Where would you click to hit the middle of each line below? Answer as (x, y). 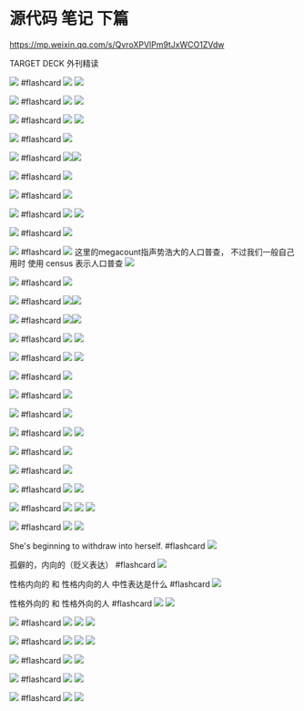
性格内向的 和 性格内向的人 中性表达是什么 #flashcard (110, 583)
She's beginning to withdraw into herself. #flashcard (107, 546)
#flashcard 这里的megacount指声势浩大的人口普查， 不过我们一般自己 (157, 252)
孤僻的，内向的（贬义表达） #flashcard (83, 564)
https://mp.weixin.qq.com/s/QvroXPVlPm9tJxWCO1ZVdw (117, 44)
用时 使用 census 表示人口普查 (66, 263)
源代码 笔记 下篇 (69, 19)
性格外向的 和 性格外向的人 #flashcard (81, 603)
